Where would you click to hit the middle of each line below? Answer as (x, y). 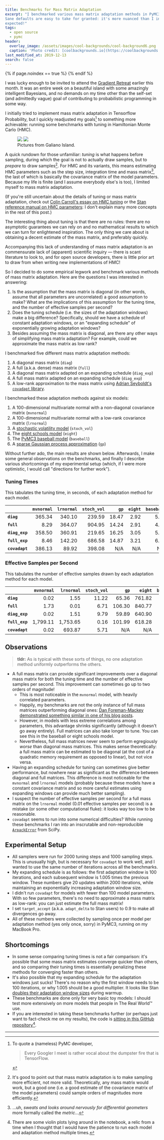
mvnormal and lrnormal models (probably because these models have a (83, 782)
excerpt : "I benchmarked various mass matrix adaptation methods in (76, 14)
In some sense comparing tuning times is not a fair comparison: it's (80, 957)
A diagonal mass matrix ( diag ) (42, 363)
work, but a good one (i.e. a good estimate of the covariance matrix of (82, 1087)
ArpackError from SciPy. (36, 829)
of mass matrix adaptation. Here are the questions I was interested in (74, 277)
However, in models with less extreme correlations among (78, 720)
